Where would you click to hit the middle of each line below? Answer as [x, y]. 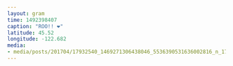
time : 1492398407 [32, 20]
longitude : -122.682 [37, 39]
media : [17, 45]
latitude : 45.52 [31, 33]
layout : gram [26, 13]
